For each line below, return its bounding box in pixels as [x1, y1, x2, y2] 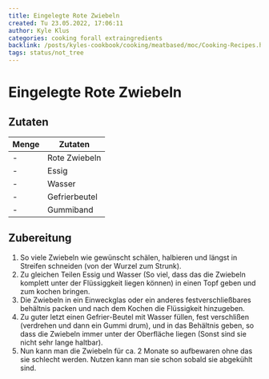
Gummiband [47, 205, 94, 215]
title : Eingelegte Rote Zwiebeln [8, 11, 120, 20]
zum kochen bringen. [19, 286, 90, 296]
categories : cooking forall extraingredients [8, 34, 163, 42]
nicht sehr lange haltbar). [19, 337, 103, 347]
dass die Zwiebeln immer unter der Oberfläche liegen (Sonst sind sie [19, 329, 247, 338]
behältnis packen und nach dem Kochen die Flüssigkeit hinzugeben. [19, 303, 246, 313]
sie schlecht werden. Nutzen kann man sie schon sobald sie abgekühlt [19, 354, 253, 364]
